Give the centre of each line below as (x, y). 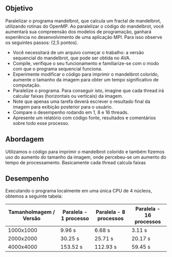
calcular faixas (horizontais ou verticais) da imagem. (68, 96)
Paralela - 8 (110, 212)
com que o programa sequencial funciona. (57, 69)
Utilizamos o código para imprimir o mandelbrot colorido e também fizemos (85, 152)
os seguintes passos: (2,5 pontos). (42, 42)
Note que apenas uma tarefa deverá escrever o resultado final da (81, 101)
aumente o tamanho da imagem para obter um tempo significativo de (85, 79)
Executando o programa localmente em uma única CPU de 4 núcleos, (79, 191)
